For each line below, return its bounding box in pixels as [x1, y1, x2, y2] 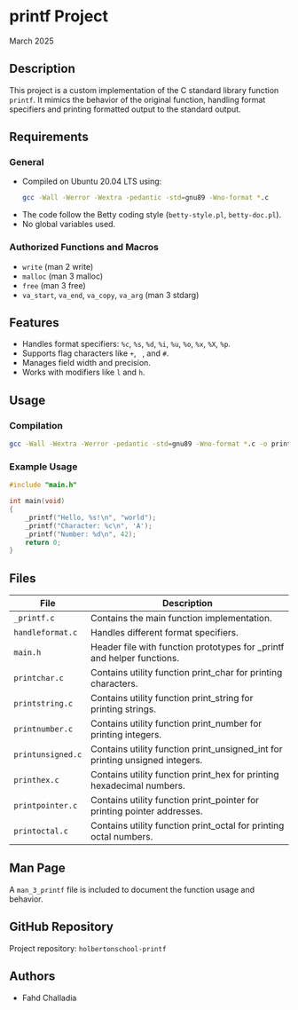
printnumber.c [13, 724, 74, 734]
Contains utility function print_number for [90, 717, 263, 730]
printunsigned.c [13, 750, 82, 760]
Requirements [9, 130, 89, 145]
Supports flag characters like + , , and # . [21, 348, 169, 359]
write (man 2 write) [21, 261, 94, 272]
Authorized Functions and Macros [9, 241, 160, 254]
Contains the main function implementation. [90, 612, 272, 625]
